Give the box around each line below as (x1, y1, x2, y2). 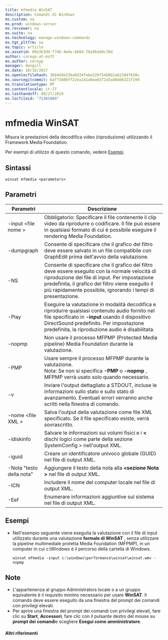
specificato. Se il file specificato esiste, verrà (44, 414, 149, 421)
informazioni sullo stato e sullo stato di (44, 388, 134, 395)
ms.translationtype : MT (5, 82, 55, 87)
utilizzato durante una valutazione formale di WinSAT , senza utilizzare (12, 535, 159, 541)
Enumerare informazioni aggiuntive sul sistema (44, 493, 154, 500)
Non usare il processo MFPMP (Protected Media (44, 334, 157, 341)
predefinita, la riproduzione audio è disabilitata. (44, 326, 154, 333)
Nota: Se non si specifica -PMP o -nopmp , (44, 367, 147, 374)
